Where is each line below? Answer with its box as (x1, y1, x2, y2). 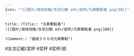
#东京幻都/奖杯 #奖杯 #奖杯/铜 (5, 45, 67, 52)
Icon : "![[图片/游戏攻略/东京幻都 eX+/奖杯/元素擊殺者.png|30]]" (5, 7, 130, 12)
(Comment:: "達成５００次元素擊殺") (5, 36, 73, 41)
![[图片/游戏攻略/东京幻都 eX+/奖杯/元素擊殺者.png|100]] (5, 27, 114, 32)
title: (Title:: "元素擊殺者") (5, 22, 66, 27)
